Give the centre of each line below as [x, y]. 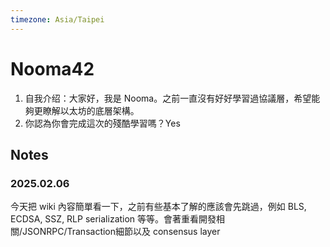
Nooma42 [52, 68]
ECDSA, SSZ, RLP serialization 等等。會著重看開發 [113, 219]
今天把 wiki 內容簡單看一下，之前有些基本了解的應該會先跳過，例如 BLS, [158, 207]
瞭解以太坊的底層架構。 [91, 110]
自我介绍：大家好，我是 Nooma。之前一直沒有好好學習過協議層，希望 [168, 98]
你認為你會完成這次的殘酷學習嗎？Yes [102, 123]
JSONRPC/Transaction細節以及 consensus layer [121, 232]
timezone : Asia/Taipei [57, 19]
